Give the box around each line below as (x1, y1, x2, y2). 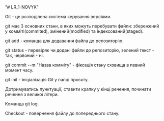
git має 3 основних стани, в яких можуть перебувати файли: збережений (5, 23, 160, 29)
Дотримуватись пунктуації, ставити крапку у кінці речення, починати (5, 86, 151, 92)
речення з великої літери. (5, 92, 59, 97)
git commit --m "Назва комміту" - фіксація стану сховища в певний (5, 62, 145, 68)
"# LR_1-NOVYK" (5, 4, 39, 10)
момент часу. (5, 67, 33, 73)
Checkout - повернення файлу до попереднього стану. (5, 110, 120, 116)
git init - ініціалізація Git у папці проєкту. (5, 77, 89, 82)
